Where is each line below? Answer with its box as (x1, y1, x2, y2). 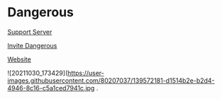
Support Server (7, 28, 52, 36)
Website (7, 54, 32, 64)
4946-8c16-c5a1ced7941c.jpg (7, 83, 95, 92)
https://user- (67, 69, 105, 77)
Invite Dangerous (7, 41, 57, 49)
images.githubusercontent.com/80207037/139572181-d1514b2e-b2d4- (7, 76, 215, 85)
